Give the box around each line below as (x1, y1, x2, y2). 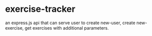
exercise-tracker (5, 3, 76, 15)
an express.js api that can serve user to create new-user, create (5, 20, 136, 26)
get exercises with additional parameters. (24, 25, 109, 31)
